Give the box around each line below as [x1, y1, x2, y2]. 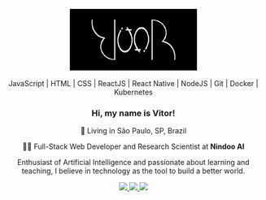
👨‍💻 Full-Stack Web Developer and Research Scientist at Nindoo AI [22, 141, 245, 151]
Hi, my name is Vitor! [91, 107, 176, 119]
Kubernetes [114, 87, 153, 97]
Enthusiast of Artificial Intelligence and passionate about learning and [16, 158, 251, 167]
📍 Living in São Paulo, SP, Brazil [80, 126, 187, 136]
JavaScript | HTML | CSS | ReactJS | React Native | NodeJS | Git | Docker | [8, 78, 259, 88]
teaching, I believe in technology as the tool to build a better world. [21, 166, 246, 176]
